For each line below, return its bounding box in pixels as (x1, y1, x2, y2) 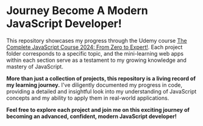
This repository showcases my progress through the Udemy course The (6, 37, 187, 44)
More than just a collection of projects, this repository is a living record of (6, 75, 196, 82)
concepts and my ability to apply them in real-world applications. (6, 94, 169, 102)
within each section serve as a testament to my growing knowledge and (6, 56, 187, 64)
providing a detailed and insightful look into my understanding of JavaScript (6, 87, 197, 95)
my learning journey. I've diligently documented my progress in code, (6, 81, 183, 89)
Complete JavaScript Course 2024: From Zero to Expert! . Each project (6, 43, 183, 51)
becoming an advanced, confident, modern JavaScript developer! (6, 113, 177, 120)
